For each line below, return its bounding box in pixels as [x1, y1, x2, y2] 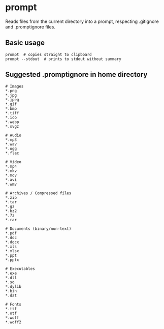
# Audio [5, 133, 22, 138]
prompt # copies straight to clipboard [5, 52, 92, 57]
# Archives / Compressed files [5, 190, 72, 196]
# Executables [5, 266, 36, 271]
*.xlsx [5, 248, 19, 253]
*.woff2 [5, 319, 22, 324]
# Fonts [5, 302, 22, 307]
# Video [5, 159, 22, 164]
